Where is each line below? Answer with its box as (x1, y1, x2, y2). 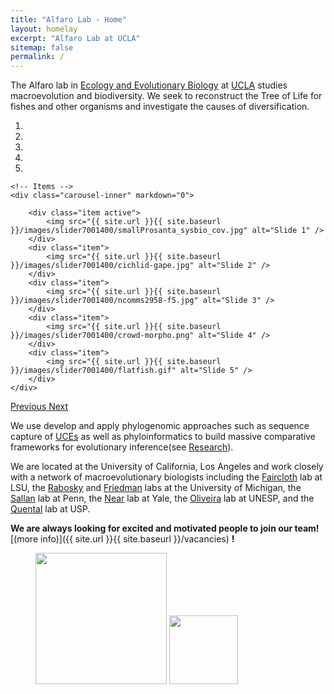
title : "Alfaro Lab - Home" (10, 14, 128, 25)
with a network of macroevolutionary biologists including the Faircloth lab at (10, 471, 323, 483)
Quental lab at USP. (10, 503, 91, 515)
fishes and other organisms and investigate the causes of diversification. (10, 101, 310, 113)
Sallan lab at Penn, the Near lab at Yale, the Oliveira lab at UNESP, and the (10, 492, 315, 505)
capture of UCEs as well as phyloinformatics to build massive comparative (10, 431, 317, 443)
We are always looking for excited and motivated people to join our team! (10, 522, 320, 535)
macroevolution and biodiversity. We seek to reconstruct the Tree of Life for (10, 90, 323, 102)
